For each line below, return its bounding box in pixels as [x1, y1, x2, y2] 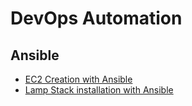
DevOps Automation [10, 7, 183, 30]
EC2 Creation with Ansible [24, 73, 133, 85]
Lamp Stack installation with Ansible [24, 84, 174, 96]
